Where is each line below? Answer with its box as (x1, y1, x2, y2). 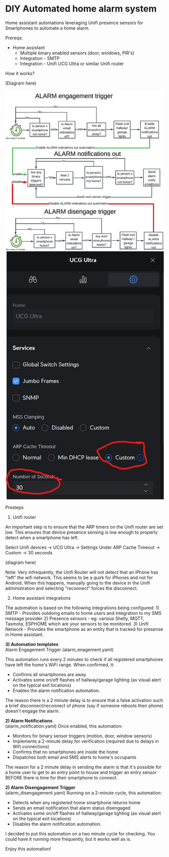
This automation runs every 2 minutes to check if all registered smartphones (5, 656, 163, 662)
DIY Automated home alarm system (5, 3, 157, 15)
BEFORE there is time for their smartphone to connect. (5, 774, 118, 780)
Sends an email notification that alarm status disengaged (12, 805, 131, 811)
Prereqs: (5, 35, 23, 41)
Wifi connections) (12, 743, 49, 749)
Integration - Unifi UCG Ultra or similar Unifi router (20, 60, 124, 66)
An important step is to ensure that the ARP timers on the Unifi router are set (5, 524, 163, 530)
